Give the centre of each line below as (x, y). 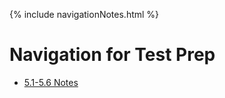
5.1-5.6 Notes (51, 82)
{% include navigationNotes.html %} (84, 14)
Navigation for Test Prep (112, 55)
